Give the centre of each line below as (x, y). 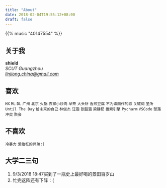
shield (12, 63)
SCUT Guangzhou (24, 69)
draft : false (19, 19)
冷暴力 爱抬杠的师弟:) (25, 144)
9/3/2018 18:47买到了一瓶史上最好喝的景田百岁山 (63, 174)
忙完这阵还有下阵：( (33, 180)
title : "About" (21, 10)
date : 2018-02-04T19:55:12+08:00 (40, 15)
